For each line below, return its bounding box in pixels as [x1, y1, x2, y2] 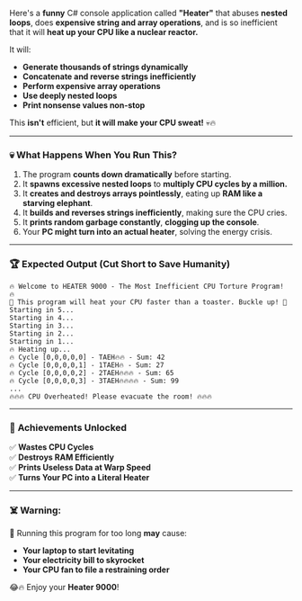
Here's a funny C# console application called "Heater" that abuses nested [9, 8, 288, 18]
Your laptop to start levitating [22, 545, 135, 556]
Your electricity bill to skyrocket [22, 555, 145, 566]
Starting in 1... [9, 336, 75, 345]
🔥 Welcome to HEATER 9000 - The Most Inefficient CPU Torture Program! [9, 282, 285, 291]
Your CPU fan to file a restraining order [22, 564, 170, 575]
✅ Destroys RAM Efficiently [9, 452, 115, 462]
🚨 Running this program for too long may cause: [9, 528, 187, 539]
